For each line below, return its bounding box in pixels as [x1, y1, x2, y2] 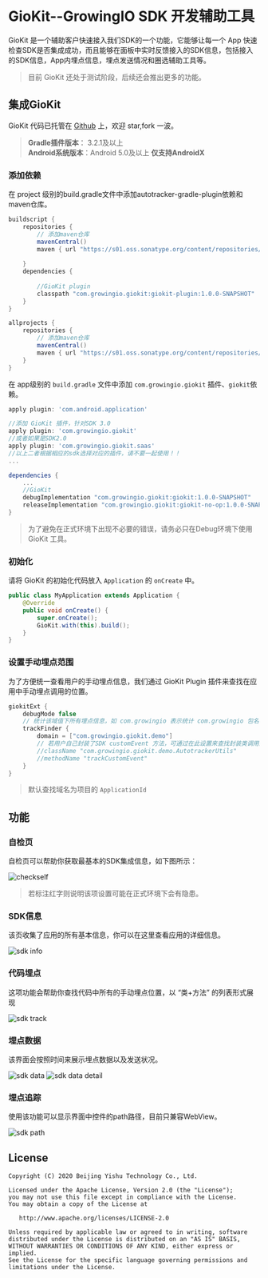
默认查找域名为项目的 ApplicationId [27, 785, 147, 795]
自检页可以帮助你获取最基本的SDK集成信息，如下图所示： [8, 856, 198, 866]
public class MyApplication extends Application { [8, 591, 180, 600]
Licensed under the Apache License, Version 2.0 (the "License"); [8, 1186, 234, 1195]
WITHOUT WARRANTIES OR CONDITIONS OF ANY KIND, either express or [8, 1242, 234, 1251]
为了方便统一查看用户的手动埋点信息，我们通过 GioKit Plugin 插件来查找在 [8, 676, 250, 686]
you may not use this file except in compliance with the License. [8, 1193, 238, 1201]
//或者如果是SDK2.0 [8, 435, 67, 443]
